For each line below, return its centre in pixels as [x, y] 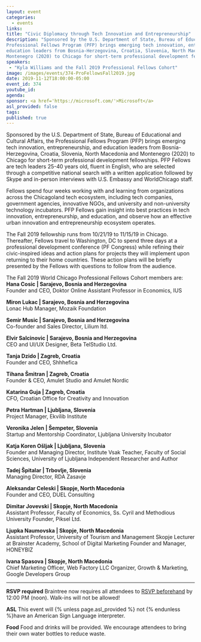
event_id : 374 [24, 85]
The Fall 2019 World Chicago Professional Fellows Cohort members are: [95, 278]
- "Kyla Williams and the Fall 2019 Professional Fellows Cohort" [93, 67]
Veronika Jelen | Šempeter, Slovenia [52, 428]
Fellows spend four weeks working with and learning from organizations [95, 191]
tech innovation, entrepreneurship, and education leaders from [83, 147]
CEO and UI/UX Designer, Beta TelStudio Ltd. [62, 345]
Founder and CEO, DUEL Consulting [50, 495]
